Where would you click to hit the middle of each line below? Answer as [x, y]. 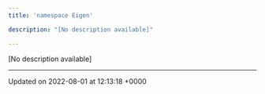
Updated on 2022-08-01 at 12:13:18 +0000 [78, 81]
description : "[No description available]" [81, 29]
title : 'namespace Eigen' [50, 15]
